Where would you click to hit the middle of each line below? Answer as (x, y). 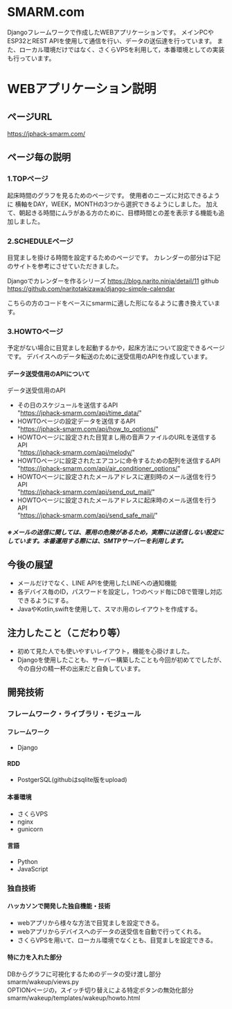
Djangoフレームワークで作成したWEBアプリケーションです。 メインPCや (110, 32)
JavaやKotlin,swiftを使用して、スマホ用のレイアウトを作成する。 (109, 609)
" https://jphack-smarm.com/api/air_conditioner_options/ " (99, 469)
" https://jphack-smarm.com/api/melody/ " (76, 453)
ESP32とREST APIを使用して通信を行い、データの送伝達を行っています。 (111, 41)
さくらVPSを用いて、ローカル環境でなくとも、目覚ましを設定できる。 (117, 940)
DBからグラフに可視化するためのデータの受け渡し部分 (84, 974)
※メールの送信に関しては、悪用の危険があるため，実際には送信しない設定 (113, 533)
